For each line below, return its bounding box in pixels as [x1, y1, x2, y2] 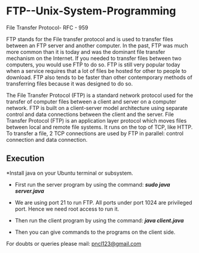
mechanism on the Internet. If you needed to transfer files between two [6, 54, 182, 62]
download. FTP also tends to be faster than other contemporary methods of [6, 74, 192, 81]
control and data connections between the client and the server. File [6, 111, 174, 118]
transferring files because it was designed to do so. [6, 80, 133, 87]
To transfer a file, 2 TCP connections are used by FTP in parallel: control [6, 130, 184, 137]
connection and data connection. [6, 136, 88, 143]
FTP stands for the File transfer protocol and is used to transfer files [6, 35, 173, 42]
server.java [14, 187, 45, 194]
